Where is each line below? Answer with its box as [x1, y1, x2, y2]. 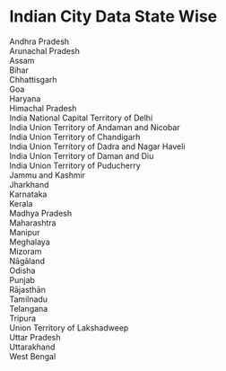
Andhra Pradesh [9, 36, 70, 47]
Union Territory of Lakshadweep [9, 322, 129, 333]
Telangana [9, 303, 48, 314]
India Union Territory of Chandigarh [9, 131, 141, 142]
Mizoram [9, 245, 42, 257]
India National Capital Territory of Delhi [9, 112, 153, 123]
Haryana [9, 93, 41, 104]
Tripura [9, 313, 37, 323]
